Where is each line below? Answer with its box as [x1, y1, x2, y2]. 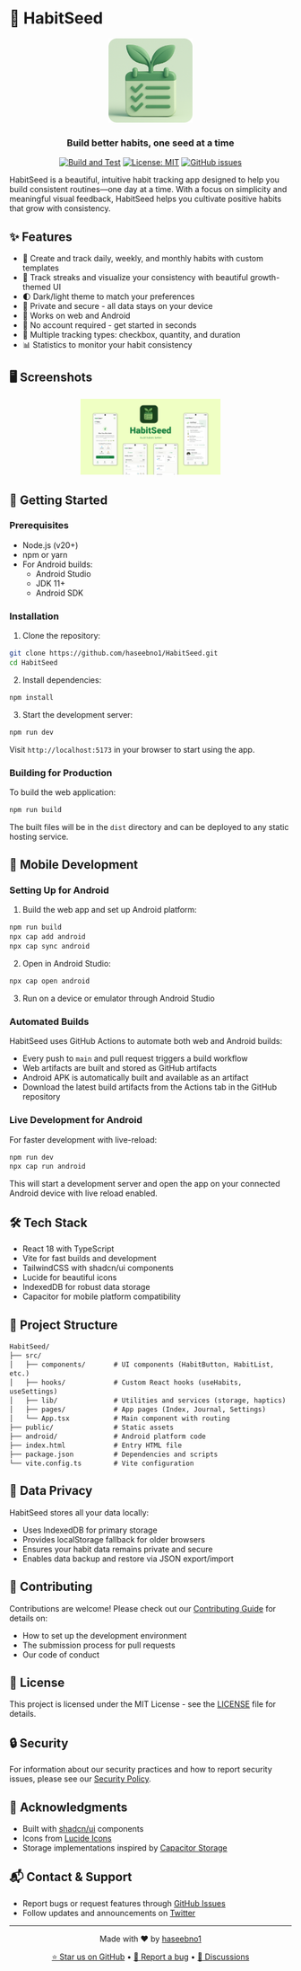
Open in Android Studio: [21, 959, 112, 969]
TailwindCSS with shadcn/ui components [21, 1262, 175, 1274]
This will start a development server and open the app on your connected [9, 1179, 280, 1189]
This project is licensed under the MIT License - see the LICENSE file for [9, 1699, 276, 1710]
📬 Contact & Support [9, 1869, 133, 1885]
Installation [9, 610, 60, 623]
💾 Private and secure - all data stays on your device [21, 301, 213, 312]
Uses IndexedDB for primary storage [21, 1525, 159, 1535]
